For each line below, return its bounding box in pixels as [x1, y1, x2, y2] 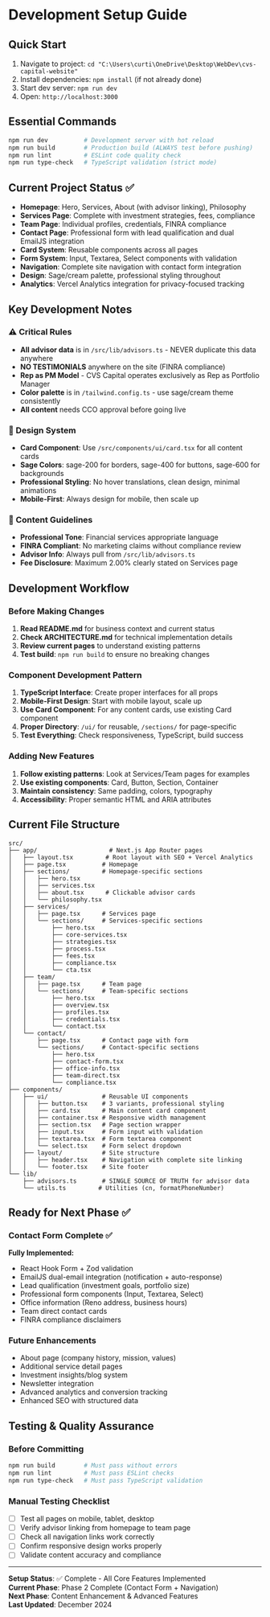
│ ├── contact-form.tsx [8, 1057, 125, 1065]
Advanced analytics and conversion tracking [19, 1387, 168, 1397]
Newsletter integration [19, 1379, 94, 1389]
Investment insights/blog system [19, 1370, 129, 1380]
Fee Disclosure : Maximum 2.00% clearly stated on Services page [19, 558, 239, 568]
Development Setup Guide [8, 6, 187, 24]
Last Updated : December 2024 [8, 1600, 112, 1610]
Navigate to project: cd [19, 59, 95, 68]
